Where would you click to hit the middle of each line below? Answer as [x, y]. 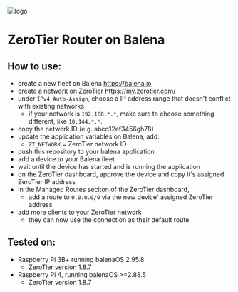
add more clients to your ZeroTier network [79, 212]
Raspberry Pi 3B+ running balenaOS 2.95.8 [81, 259]
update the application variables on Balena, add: [89, 136]
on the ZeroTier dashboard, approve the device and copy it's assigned [121, 174]
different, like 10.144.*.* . [66, 121]
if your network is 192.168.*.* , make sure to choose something [121, 114]
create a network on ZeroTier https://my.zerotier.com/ [97, 91]
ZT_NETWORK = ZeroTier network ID [77, 144]
